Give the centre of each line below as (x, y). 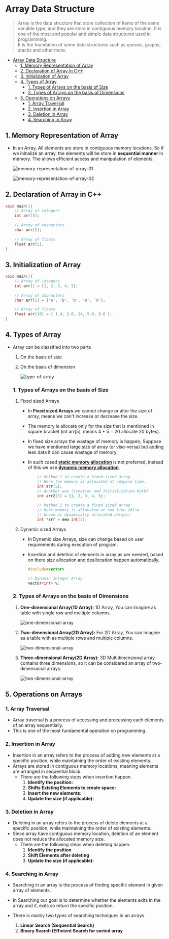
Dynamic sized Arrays (43, 529)
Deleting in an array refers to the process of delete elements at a (80, 823)
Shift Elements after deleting (59, 855)
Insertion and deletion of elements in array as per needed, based (95, 554)
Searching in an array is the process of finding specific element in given (88, 885)
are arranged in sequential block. (47, 771)
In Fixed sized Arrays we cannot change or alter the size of (90, 411)
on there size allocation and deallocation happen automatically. (94, 560)
